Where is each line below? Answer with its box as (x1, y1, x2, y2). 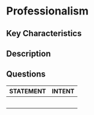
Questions (6, 69, 46, 79)
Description (6, 48, 51, 58)
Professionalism (6, 4, 89, 18)
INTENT (51, 87, 75, 95)
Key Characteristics (6, 28, 82, 39)
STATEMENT (9, 87, 47, 95)
